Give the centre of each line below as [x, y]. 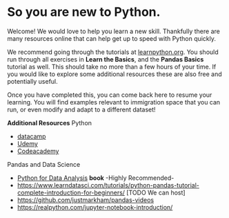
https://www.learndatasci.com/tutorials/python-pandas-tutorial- [108, 185]
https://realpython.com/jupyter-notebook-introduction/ [95, 207]
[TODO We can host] [156, 192]
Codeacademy [38, 151]
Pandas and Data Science [44, 164]
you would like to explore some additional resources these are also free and [114, 74]
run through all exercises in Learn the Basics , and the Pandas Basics [106, 59]
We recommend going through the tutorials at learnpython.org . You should [113, 52]
